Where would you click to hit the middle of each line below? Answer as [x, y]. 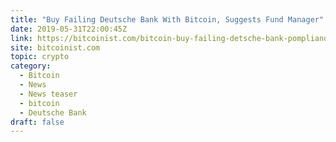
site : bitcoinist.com [55, 47]
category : [31, 66]
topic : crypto [40, 57]
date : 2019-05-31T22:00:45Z [69, 29]
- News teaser [48, 94]
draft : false [37, 122]
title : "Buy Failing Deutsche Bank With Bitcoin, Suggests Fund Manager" [167, 19]
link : [21, 38]
